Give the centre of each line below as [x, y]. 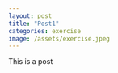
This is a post [31, 62]
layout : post [30, 16]
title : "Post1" [34, 24]
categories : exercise [45, 31]
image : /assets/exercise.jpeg [59, 39]
